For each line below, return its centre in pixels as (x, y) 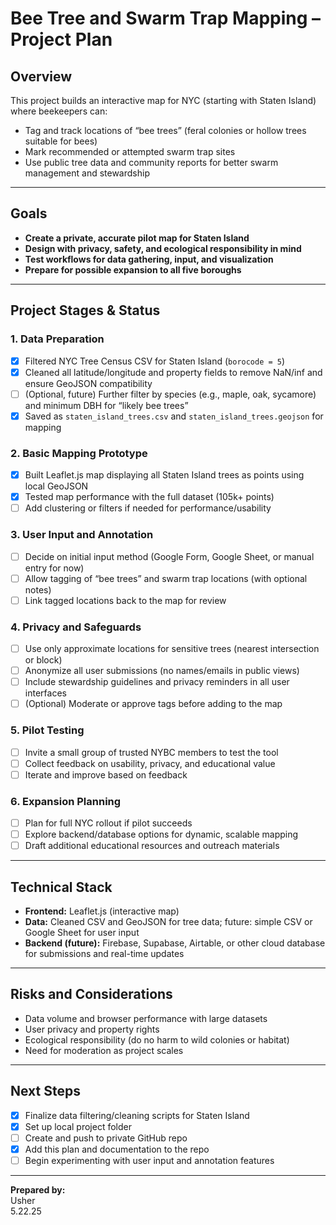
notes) (38, 589)
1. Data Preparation (57, 339)
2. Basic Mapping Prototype (79, 453)
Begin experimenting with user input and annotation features (149, 1160)
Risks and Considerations (91, 994)
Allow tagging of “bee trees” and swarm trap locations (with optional (166, 578)
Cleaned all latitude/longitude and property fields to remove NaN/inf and (173, 372)
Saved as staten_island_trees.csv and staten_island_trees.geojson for (174, 416)
